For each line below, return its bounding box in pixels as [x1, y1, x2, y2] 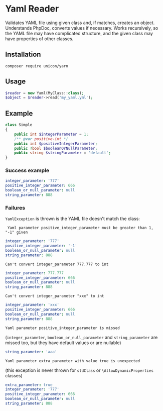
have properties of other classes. [5, 36, 74, 42]
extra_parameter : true [5, 382, 53, 387]
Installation [5, 50, 41, 59]
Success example [5, 167, 49, 174]
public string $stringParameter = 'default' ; [14, 150, 111, 156]
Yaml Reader [5, 3, 59, 15]
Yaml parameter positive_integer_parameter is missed [5, 325, 120, 331]
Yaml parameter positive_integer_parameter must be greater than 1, [7, 226, 154, 231]
